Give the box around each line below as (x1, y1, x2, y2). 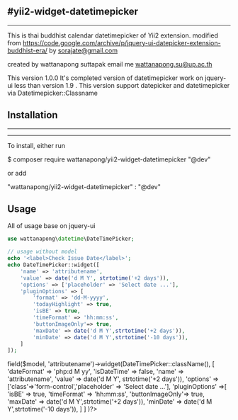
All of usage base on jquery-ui (7, 222, 96, 230)
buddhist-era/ (7, 46, 48, 55)
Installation (7, 109, 58, 121)
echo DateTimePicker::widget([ (7, 261, 100, 268)
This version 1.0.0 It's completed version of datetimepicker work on (7, 74, 204, 82)
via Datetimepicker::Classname (7, 89, 98, 97)
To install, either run (7, 141, 66, 149)
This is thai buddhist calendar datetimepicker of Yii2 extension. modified (7, 31, 218, 40)
